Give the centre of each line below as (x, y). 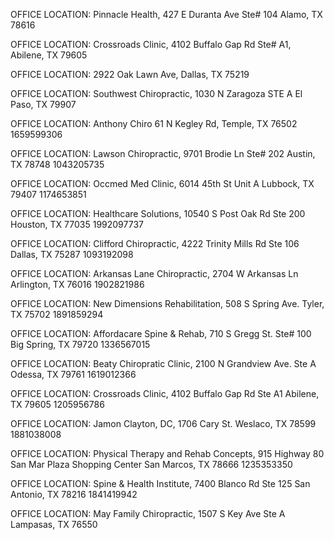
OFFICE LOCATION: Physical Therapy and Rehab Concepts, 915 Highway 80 (167, 453)
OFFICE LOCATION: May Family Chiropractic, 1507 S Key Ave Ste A (148, 513)
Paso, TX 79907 (43, 104)
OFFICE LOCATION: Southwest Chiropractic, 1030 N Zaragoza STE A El (156, 93)
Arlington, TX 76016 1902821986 (77, 284)
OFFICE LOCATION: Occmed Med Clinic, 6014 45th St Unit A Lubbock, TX (162, 183)
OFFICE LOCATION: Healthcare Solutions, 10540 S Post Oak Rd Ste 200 (158, 213)
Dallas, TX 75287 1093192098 (72, 254)
